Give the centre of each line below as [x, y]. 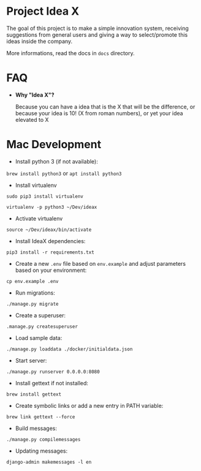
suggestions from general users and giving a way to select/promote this [97, 34]
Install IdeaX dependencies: [50, 241]
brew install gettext [34, 394]
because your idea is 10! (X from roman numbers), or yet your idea [99, 113]
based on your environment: [51, 270]
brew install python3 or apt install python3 [64, 173]
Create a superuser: [40, 315]
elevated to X [32, 119]
